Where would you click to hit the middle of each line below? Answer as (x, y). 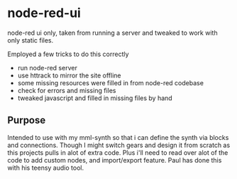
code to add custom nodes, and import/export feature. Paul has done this (115, 160)
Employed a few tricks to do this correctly (68, 54)
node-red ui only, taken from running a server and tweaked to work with (112, 33)
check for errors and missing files (67, 90)
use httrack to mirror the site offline (70, 75)
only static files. (31, 40)
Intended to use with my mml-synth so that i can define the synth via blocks (118, 137)
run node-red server (48, 67)
